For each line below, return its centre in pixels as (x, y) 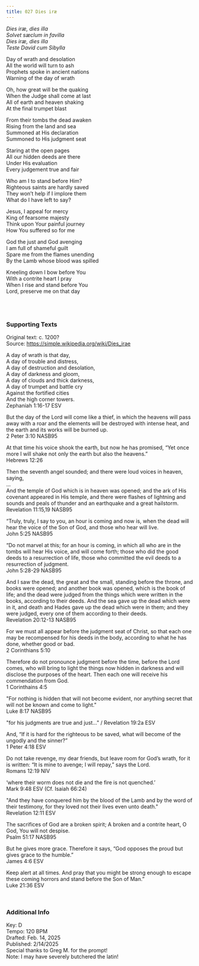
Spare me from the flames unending (50, 254)
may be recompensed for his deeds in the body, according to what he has (97, 637)
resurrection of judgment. (37, 564)
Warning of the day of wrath (41, 78)
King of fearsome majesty (38, 217)
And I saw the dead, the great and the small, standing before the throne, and (99, 582)
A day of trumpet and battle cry (45, 386)
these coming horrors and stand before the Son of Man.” (75, 879)
